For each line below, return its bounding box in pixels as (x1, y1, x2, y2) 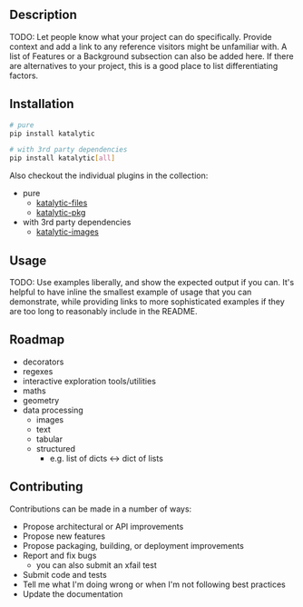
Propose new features (22, 531, 106, 542)
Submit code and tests (22, 569, 107, 580)
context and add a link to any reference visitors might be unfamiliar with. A (9, 41, 288, 52)
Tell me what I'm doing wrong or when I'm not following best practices (22, 579, 286, 590)
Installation (9, 96, 74, 112)
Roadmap (9, 332, 65, 348)
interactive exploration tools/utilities (22, 375, 157, 386)
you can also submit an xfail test (35, 559, 157, 571)
